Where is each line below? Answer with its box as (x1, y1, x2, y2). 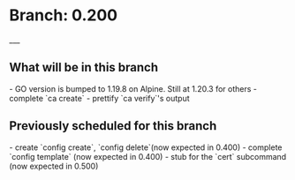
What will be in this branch (9, 60, 159, 75)
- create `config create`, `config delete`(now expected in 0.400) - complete (9, 142, 283, 153)
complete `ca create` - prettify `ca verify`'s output (9, 93, 190, 103)
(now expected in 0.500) (9, 161, 99, 171)
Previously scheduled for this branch (9, 118, 217, 133)
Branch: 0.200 (9, 5, 117, 26)
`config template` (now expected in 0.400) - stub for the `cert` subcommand (9, 151, 287, 161)
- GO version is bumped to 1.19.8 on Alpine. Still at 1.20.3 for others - (9, 83, 258, 94)
